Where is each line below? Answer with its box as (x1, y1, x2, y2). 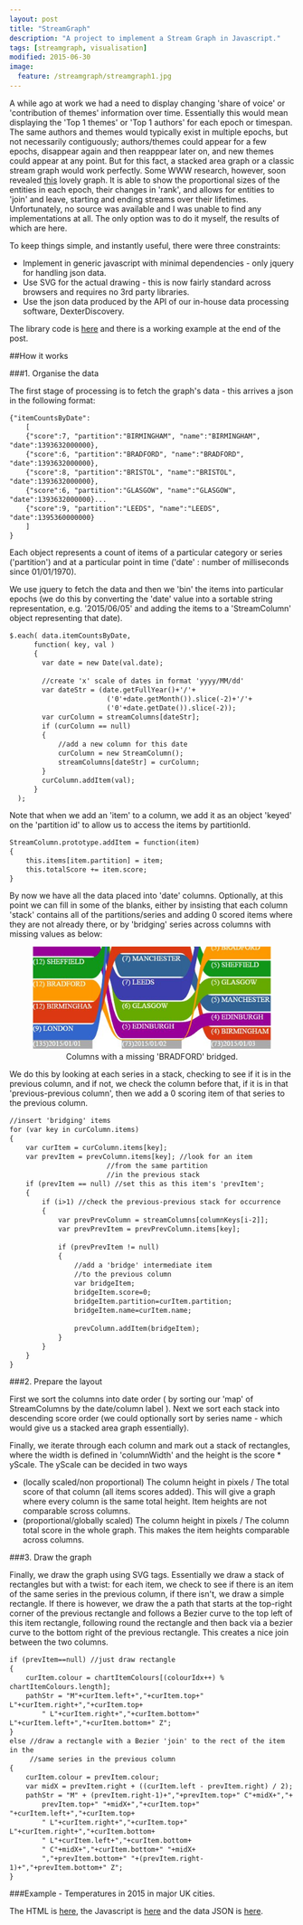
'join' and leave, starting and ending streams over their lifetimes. (9, 193, 249, 204)
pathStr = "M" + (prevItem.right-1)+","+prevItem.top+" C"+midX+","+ (25, 1790, 294, 1799)
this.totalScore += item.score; (25, 864, 147, 874)
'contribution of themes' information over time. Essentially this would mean (9, 107, 289, 118)
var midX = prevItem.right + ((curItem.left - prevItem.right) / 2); (25, 1781, 294, 1790)
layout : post (9, 14, 59, 24)
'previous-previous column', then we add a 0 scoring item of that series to (9, 1088, 285, 1099)
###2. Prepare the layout (9, 1375, 102, 1387)
